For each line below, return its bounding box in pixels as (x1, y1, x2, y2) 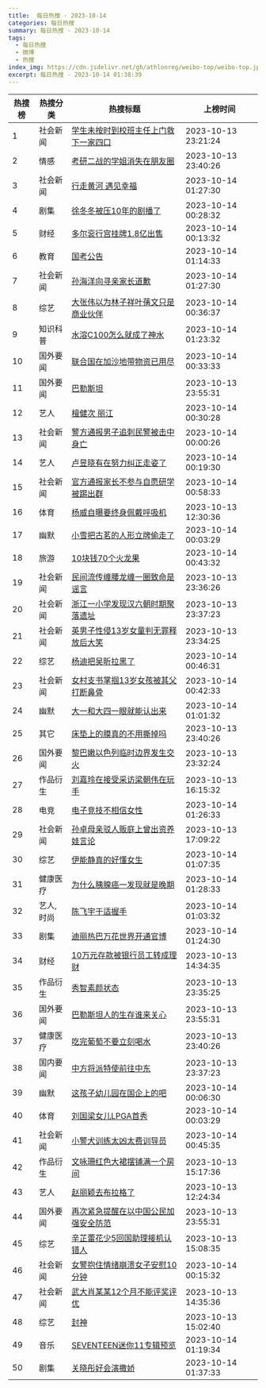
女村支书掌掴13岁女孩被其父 (70, 674, 177, 685)
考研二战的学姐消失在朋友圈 (70, 156, 175, 167)
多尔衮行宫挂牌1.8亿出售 (70, 228, 164, 239)
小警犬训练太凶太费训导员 (70, 1135, 167, 1146)
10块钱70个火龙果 (70, 553, 140, 564)
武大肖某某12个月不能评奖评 (70, 1286, 177, 1297)
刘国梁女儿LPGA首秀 (70, 1110, 148, 1121)
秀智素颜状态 (70, 982, 120, 993)
